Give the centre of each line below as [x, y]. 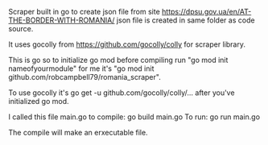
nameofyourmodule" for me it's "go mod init [81, 68]
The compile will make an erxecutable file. [78, 133]
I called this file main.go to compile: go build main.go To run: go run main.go [134, 117]
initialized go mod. [39, 101]
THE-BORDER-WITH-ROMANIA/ [62, 20]
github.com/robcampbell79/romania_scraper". [85, 77]
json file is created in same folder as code [186, 20]
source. [21, 29]
